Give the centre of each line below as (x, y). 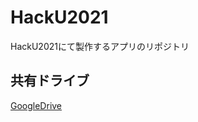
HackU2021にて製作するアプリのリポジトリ (100, 46)
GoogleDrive (36, 105)
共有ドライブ (50, 81)
